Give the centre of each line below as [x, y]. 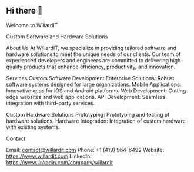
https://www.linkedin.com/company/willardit [59, 162]
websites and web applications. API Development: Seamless [93, 97]
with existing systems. [33, 127]
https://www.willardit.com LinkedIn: [49, 156]
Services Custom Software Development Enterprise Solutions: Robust [90, 78]
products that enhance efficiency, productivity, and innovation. [100, 67]
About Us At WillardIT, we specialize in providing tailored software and [91, 48]
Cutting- [178, 90]
